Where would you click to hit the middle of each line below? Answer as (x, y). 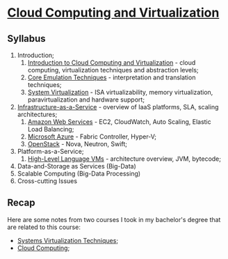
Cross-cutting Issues (47, 181)
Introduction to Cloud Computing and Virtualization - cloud (112, 63)
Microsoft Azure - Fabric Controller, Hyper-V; (92, 136)
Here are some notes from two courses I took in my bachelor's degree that (114, 219)
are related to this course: (44, 227)
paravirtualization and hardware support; (86, 100)
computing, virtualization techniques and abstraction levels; (113, 70)
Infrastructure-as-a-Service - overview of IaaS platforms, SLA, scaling (118, 107)
